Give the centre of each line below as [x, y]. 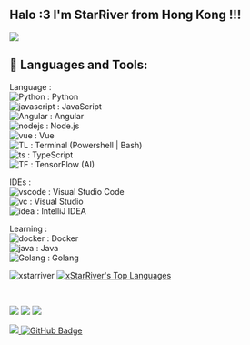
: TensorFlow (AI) [63, 164]
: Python [63, 96]
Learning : [29, 228]
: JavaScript [80, 106]
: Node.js [63, 126]
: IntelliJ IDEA [61, 211]
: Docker [63, 238]
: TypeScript [50, 155]
